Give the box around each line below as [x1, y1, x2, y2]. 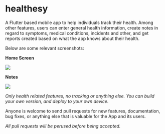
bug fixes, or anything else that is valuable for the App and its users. [5, 113, 146, 119]
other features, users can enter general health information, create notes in [5, 24, 158, 30]
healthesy [5, 3, 48, 14]
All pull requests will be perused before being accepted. [5, 123, 121, 129]
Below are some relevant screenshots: [5, 45, 84, 51]
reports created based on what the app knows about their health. [5, 35, 140, 41]
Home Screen [5, 54, 34, 60]
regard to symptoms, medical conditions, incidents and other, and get [5, 30, 149, 36]
